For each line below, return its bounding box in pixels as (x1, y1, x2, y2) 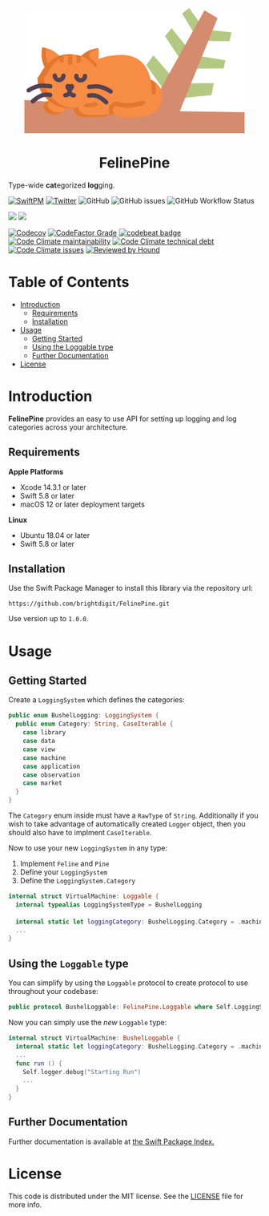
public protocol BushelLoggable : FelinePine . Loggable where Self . (8, 1003, 235, 1012)
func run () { (15, 1059, 62, 1068)
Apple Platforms (8, 467, 64, 476)
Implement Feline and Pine (19, 858, 110, 869)
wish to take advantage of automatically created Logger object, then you (8, 819, 246, 829)
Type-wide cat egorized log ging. (8, 180, 115, 190)
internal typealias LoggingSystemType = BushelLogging (15, 900, 203, 909)
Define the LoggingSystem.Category (19, 876, 136, 886)
